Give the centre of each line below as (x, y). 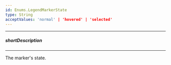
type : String (19, 15)
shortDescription (24, 40)
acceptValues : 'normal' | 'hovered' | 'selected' (59, 19)
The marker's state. (26, 58)
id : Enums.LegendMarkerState (36, 10)
